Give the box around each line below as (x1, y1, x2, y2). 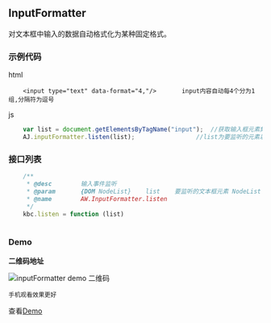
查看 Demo (8, 306, 43, 316)
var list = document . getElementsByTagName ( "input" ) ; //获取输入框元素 (23, 125, 261, 134)
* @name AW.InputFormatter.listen (26, 195, 168, 203)
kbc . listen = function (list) (23, 210, 125, 218)
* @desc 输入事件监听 (26, 180, 117, 188)
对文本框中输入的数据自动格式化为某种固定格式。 (8, 28, 171, 39)
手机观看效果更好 (8, 291, 57, 299)
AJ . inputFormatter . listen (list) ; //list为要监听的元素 (23, 132, 261, 141)
